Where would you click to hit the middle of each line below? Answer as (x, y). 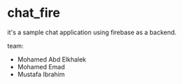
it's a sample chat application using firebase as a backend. (92, 32)
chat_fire (34, 13)
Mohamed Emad (41, 66)
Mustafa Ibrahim (41, 74)
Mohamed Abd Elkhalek (52, 59)
